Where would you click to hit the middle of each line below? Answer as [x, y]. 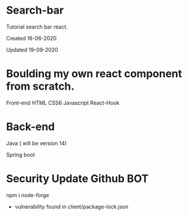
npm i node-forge [28, 195]
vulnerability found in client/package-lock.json [71, 207]
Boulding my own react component [94, 74]
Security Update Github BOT [77, 179]
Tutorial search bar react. [37, 27]
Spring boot [21, 154]
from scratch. [40, 86]
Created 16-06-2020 [31, 38]
